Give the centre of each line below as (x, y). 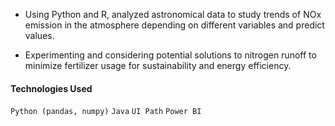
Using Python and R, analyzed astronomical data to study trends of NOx (173, 14)
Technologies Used (51, 88)
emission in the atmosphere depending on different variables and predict (174, 25)
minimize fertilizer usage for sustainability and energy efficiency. (158, 65)
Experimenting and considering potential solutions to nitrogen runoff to (170, 55)
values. (39, 35)
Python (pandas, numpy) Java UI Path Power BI (106, 112)
